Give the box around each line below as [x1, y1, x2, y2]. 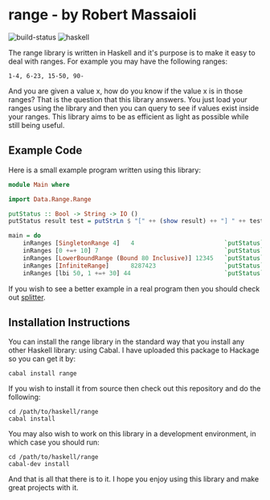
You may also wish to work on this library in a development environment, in [8, 429, 256, 439]
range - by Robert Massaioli [8, 6, 197, 24]
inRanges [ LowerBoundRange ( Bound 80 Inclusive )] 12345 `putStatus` [22, 254, 264, 262]
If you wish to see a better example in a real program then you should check [8, 283, 260, 293]
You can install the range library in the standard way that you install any [8, 337, 245, 347]
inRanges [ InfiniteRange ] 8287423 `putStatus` [22, 262, 264, 270]
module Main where [8, 180, 70, 188]
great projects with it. [8, 483, 79, 493]
